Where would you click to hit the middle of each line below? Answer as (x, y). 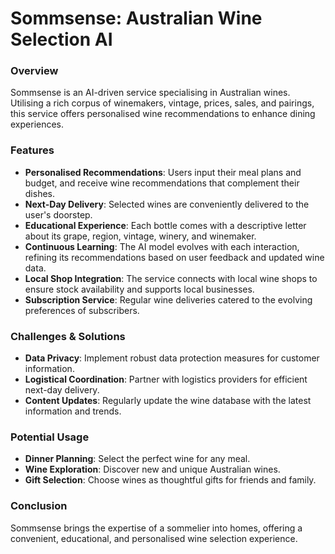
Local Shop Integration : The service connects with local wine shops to (171, 278)
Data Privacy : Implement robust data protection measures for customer (172, 358)
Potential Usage (50, 437)
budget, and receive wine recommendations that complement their (162, 183)
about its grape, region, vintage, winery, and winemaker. (140, 236)
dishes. (40, 193)
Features (32, 150)
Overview (34, 71)
